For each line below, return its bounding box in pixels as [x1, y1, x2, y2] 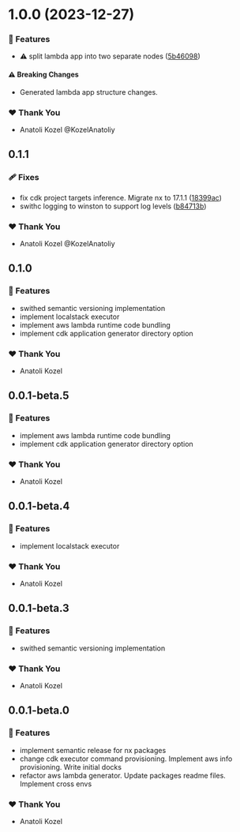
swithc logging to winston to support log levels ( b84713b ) [19, 201, 207, 211]
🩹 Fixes [8, 172, 39, 183]
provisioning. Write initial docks [19, 762, 122, 771]
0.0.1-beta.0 [8, 704, 69, 718]
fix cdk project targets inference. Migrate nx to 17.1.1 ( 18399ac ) [19, 193, 223, 202]
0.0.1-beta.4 [8, 500, 70, 513]
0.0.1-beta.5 [8, 389, 69, 403]
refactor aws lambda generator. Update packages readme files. [19, 770, 227, 780]
